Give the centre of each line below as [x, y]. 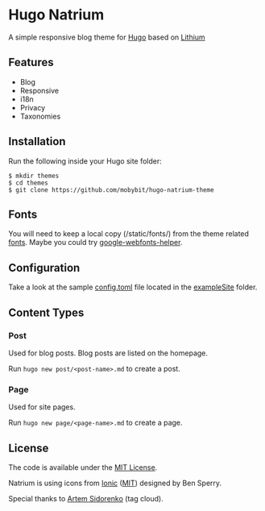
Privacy [33, 107]
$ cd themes [28, 183]
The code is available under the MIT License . [83, 467]
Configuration [44, 268]
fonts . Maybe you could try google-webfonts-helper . [95, 243]
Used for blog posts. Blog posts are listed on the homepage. [108, 353]
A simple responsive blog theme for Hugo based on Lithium [107, 37]
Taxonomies [40, 116]
